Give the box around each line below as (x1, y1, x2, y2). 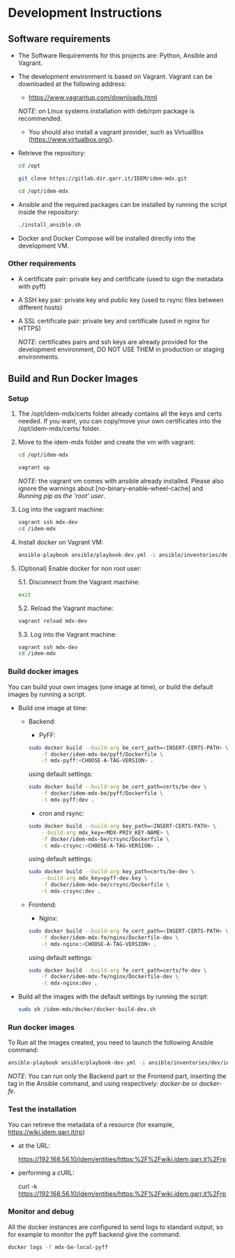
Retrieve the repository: (17, 149, 86, 157)
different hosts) (17, 303, 63, 311)
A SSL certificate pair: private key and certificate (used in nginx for (17, 316, 210, 325)
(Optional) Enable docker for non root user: (17, 564, 142, 572)
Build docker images (8, 667, 79, 677)
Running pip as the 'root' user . (17, 492, 105, 500)
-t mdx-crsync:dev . (41, 888, 101, 895)
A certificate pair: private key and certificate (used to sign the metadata (17, 274, 224, 283)
